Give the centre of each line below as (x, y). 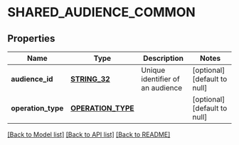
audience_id (32, 79)
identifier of (160, 79)
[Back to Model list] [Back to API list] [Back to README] (89, 134)
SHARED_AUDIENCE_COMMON (101, 12)
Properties (31, 39)
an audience (162, 88)
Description (163, 58)
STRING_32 (90, 79)
